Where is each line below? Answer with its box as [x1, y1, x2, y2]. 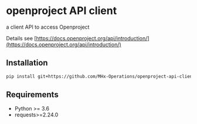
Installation [6, 58, 48, 68]
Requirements [6, 89, 59, 100]
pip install [6, 73, 35, 80]
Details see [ [6, 35, 36, 42]
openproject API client [6, 4, 117, 18]
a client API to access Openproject [6, 23, 90, 30]
